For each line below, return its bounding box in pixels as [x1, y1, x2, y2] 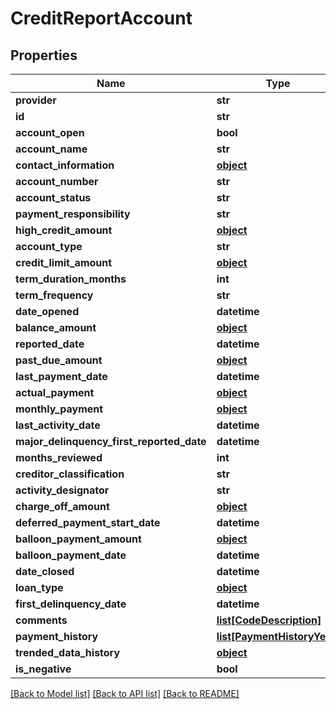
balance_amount [15, 321, 97, 334]
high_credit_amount [15, 223, 113, 237]
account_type [15, 240, 83, 253]
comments [15, 613, 68, 627]
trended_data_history [15, 646, 121, 659]
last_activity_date [15, 418, 101, 432]
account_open [15, 126, 85, 139]
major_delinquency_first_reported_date [15, 435, 207, 448]
